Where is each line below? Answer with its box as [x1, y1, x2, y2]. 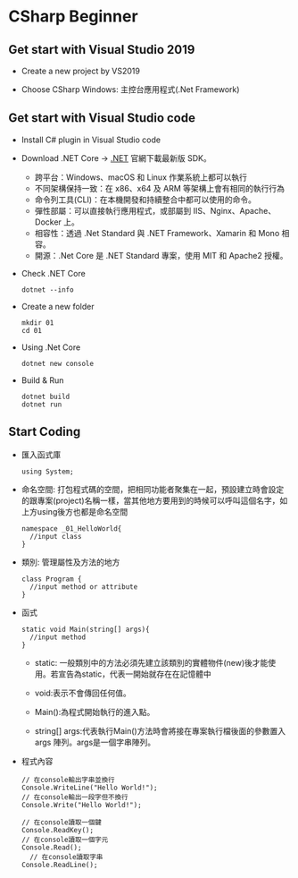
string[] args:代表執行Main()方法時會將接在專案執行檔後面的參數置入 [34, 725, 286, 736]
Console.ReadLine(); [21, 860, 98, 869]
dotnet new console [21, 359, 95, 368]
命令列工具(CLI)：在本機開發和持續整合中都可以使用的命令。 [34, 194, 256, 205]
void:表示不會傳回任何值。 [34, 687, 131, 698]
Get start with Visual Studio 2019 [8, 42, 195, 57]
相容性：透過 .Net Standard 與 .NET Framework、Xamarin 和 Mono [34, 227, 280, 238]
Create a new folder [21, 301, 95, 311]
